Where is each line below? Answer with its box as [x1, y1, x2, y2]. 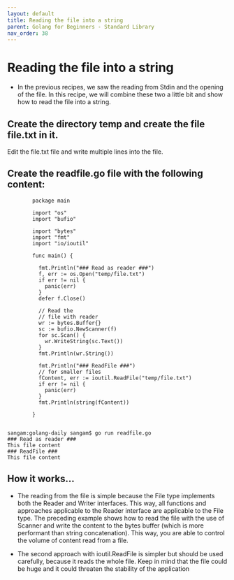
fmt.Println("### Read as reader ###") [38, 264, 155, 271]
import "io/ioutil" [32, 240, 89, 247]
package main [32, 197, 71, 204]
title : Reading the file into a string [7, 17, 124, 24]
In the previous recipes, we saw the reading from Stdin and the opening [17, 83, 224, 92]
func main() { [32, 252, 73, 259]
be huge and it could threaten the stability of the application [17, 564, 190, 573]
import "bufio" [32, 215, 77, 222]
